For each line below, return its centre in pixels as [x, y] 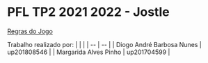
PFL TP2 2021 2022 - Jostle [88, 12]
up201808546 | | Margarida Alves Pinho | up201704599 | [89, 52]
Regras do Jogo [30, 31]
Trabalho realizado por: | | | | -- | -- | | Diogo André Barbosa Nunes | [104, 44]
